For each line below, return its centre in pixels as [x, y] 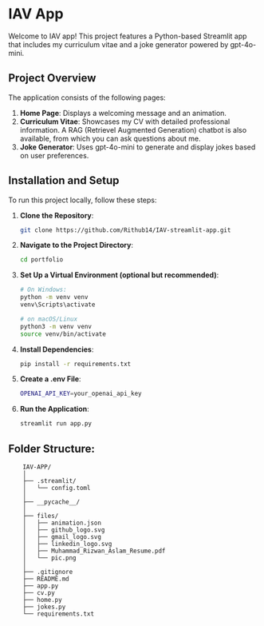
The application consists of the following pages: [87, 98]
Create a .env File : [50, 379]
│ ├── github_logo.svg [64, 530]
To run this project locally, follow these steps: [83, 200]
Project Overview [52, 78]
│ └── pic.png [50, 558]
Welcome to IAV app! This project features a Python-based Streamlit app [128, 36]
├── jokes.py [44, 607]
